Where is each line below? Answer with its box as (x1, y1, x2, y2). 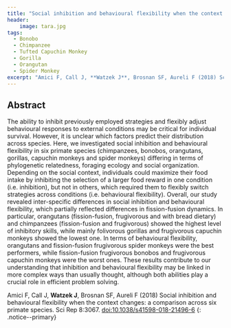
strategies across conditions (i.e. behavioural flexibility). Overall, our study (7, 190, 218, 199)
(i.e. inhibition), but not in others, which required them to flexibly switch (7, 183, 209, 191)
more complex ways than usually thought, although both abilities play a (7, 270, 208, 279)
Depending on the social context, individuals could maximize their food (7, 169, 208, 177)
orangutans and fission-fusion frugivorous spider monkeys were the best (7, 242, 214, 250)
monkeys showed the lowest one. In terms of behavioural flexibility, (7, 234, 198, 242)
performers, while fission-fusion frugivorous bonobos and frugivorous (7, 248, 206, 257)
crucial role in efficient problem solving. (7, 278, 120, 286)
